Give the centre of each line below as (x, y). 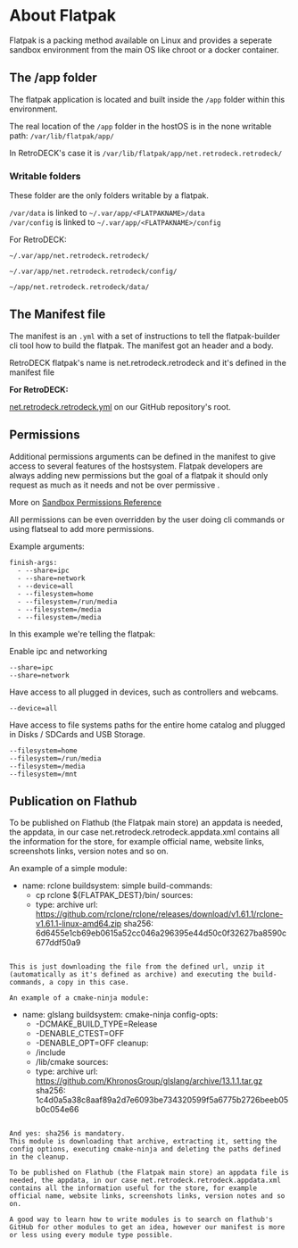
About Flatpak (62, 16)
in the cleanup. (39, 1157)
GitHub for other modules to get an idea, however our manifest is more (147, 1227)
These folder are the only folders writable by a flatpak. (109, 196)
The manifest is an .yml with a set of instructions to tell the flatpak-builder (145, 336)
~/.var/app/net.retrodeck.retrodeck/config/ (93, 272)
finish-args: (33, 562)
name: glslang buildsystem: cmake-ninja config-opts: (120, 1015)
